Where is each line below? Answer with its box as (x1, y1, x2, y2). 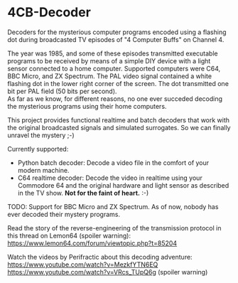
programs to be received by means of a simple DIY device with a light (7, 56, 211, 65)
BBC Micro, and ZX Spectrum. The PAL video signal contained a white (7, 72, 212, 80)
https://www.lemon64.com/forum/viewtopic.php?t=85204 (7, 239, 178, 247)
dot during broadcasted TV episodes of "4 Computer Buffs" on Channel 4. (7, 35, 225, 43)
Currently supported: (7, 144, 69, 153)
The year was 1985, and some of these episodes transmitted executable (7, 49, 218, 58)
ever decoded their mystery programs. (7, 210, 121, 218)
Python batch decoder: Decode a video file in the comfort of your (17, 158, 210, 167)
